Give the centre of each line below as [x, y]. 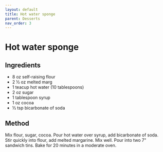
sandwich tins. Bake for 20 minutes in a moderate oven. [61, 145]
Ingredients [23, 65]
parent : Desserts [23, 19]
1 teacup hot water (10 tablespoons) [48, 87]
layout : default [21, 9]
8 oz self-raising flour [34, 77]
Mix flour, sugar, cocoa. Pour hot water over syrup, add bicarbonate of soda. [82, 135]
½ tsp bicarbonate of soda [38, 108]
